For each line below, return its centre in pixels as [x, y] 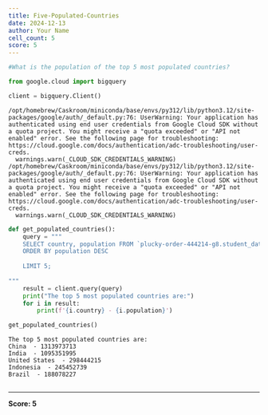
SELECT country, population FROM [78, 244]
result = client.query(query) [73, 288]
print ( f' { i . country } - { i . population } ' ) [105, 311]
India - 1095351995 [43, 354]
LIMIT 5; [37, 267]
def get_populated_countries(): [62, 229]
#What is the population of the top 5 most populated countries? [119, 67]
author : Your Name [39, 30]
